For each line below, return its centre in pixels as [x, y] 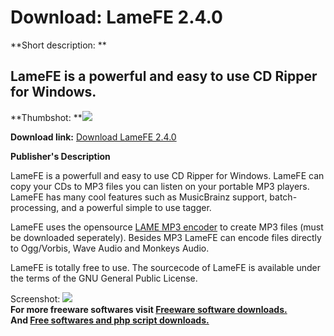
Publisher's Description [60, 156]
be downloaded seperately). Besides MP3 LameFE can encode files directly [166, 237]
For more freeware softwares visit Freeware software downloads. [149, 309]
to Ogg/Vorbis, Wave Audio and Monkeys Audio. [110, 248]
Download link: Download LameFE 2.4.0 [93, 137]
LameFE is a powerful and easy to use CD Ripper [164, 76]
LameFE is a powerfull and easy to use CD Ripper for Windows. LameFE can [167, 175]
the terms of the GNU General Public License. [104, 278]
